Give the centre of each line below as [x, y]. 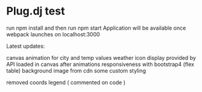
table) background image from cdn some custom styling [76, 70]
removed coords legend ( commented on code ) [66, 82]
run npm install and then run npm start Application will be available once [96, 28]
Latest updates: [26, 46]
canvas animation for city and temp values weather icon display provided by [101, 57]
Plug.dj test [36, 11]
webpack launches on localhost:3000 [53, 34]
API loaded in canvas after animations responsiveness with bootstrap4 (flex [100, 64]
